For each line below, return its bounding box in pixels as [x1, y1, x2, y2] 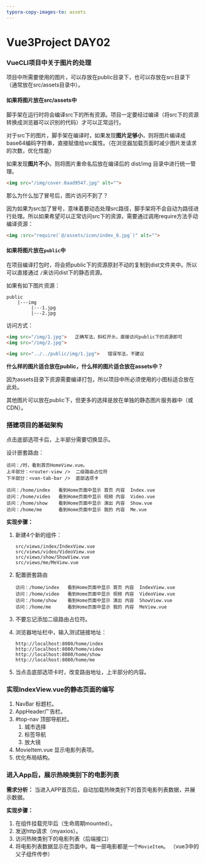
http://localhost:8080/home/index [15, 641, 103, 647]
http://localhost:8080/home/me [15, 657, 95, 663]
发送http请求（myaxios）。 [15, 827, 81, 834]
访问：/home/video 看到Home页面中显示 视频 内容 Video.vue [6, 494, 155, 500]
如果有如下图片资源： [6, 282, 60, 289]
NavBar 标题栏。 [15, 700, 58, 708]
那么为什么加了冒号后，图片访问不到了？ [6, 192, 108, 199]
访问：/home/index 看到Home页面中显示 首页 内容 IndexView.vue [15, 585, 176, 591]
